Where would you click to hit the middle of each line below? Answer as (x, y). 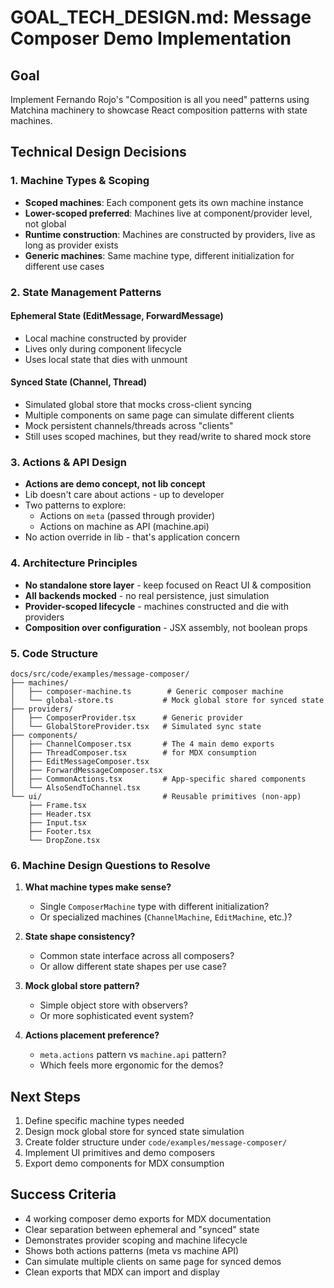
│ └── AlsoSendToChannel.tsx (75, 787)
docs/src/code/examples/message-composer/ (100, 674)
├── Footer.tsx (60, 831)
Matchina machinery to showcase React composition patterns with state (159, 110)
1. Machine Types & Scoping (80, 181)
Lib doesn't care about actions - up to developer (124, 495)
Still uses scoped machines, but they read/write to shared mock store (168, 437)
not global (45, 223)
